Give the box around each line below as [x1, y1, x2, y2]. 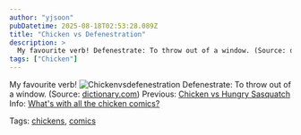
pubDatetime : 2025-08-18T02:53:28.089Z [9, 21, 159, 30]
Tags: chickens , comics [9, 115, 97, 126]
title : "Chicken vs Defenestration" [9, 30, 146, 38]
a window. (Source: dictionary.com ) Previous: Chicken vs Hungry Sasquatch [9, 89, 291, 99]
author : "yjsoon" [9, 13, 74, 22]
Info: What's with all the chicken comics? [9, 98, 160, 108]
